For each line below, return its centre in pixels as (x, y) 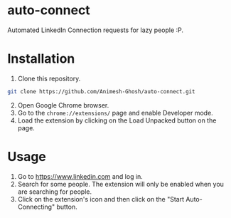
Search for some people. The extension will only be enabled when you (120, 184)
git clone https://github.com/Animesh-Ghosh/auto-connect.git (101, 91)
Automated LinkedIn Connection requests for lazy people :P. (95, 30)
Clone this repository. (49, 78)
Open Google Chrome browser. (63, 105)
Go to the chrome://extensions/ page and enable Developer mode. (115, 113)
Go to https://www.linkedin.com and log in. (80, 176)
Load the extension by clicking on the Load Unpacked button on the (117, 120)
